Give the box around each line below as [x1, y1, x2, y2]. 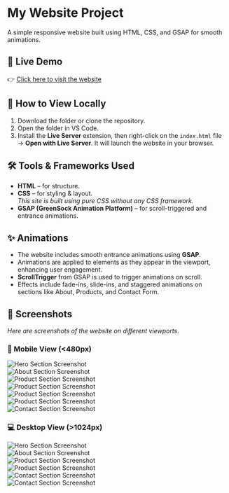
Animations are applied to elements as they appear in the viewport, [17, 258, 211, 267]
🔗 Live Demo [7, 56, 63, 68]
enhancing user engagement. [17, 265, 103, 274]
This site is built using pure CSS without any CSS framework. [17, 197, 194, 205]
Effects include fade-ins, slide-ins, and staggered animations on [17, 280, 202, 289]
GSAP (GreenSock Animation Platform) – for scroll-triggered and [17, 204, 207, 213]
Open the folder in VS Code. [17, 124, 99, 132]
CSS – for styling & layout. [17, 189, 93, 197]
